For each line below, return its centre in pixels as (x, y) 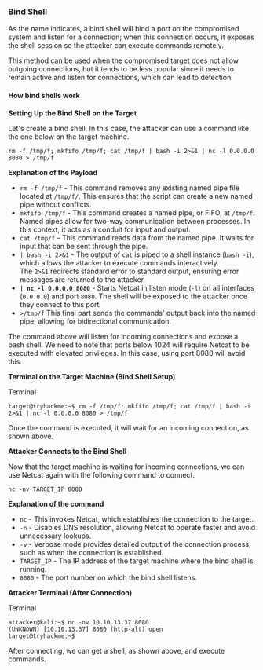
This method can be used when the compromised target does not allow (124, 60)
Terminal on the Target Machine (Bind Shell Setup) (92, 376)
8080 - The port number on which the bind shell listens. (108, 577)
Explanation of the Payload (53, 172)
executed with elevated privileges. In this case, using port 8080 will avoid (127, 353)
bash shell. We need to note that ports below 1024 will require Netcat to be (129, 345)
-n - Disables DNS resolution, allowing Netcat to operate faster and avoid (137, 527)
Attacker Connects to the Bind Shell (68, 451)
